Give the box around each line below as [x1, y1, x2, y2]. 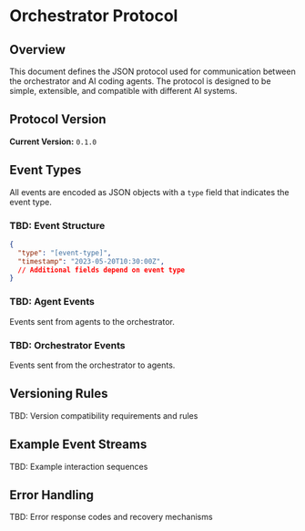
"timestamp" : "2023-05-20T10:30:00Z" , [17, 256, 166, 265]
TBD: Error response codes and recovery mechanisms [9, 512, 213, 523]
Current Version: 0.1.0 [9, 136, 97, 147]
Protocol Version [9, 111, 107, 128]
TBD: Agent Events [9, 296, 96, 308]
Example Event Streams [9, 437, 147, 453]
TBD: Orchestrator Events [9, 338, 126, 351]
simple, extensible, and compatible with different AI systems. [9, 86, 239, 96]
